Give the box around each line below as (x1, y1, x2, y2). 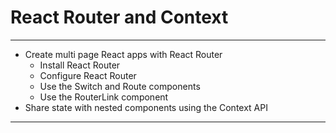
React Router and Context (10, 6, 229, 29)
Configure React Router (39, 69, 137, 81)
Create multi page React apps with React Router (24, 48, 223, 60)
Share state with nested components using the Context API (24, 101, 268, 113)
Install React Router (39, 59, 121, 71)
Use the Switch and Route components (39, 80, 201, 92)
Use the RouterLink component (39, 91, 169, 103)
